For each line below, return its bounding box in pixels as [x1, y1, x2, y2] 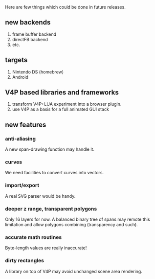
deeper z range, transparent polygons [5, 205, 97, 212]
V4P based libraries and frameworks [5, 88, 119, 97]
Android [12, 74, 28, 80]
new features [5, 120, 46, 129]
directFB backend [12, 36, 48, 42]
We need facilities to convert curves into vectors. [5, 170, 104, 176]
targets [5, 56, 28, 64]
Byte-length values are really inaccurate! [5, 245, 87, 251]
